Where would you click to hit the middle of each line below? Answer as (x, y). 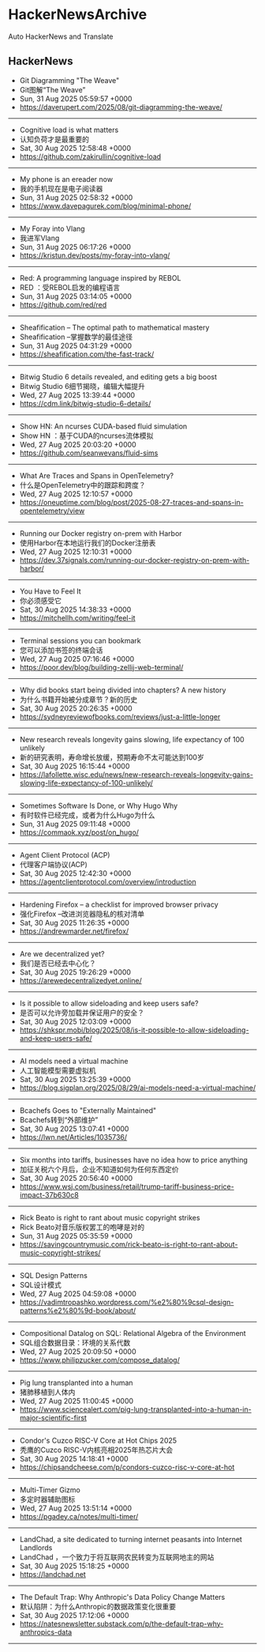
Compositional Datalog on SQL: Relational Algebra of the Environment (132, 1333)
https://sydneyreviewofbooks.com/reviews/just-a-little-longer (120, 716)
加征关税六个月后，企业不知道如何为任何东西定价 (99, 1169)
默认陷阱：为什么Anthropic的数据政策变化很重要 (97, 1606)
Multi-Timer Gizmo (50, 1490)
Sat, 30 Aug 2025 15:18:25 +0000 (75, 1566)
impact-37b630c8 (49, 1194)
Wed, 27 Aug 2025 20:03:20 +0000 (78, 444)
